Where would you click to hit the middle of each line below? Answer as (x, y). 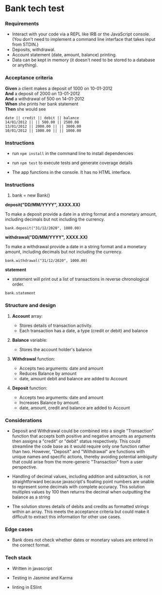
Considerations (24, 420)
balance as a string (31, 497)
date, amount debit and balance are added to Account (73, 378)
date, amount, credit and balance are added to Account (74, 408)
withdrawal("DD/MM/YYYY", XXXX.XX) (47, 237)
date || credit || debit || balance (42, 118)
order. (18, 284)
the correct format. (31, 545)
